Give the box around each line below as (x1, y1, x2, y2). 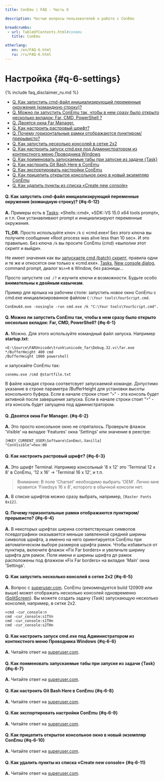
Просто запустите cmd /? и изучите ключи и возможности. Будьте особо (5, 274, 157, 280)
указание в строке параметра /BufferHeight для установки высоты (5, 386, 145, 392)
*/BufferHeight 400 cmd (5, 350, 54, 355)
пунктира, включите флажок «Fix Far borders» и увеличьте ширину (5, 547, 145, 553)
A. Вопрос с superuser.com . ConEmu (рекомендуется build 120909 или (5, 585, 153, 591)
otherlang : (5, 43, 27, 48)
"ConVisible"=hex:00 (5, 443, 47, 448)
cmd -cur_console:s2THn (5, 622, 54, 627)
